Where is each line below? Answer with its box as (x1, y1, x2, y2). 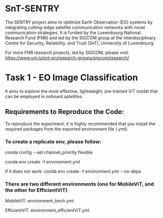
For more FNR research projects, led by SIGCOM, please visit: (5, 50, 130, 55)
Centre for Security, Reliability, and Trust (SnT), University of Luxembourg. (5, 40, 155, 46)
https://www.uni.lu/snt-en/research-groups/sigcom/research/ (5, 54, 129, 60)
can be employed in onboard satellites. (5, 93, 83, 99)
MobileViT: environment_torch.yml (5, 198, 74, 204)
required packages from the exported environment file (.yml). (5, 126, 129, 132)
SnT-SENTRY (5, 3, 60, 14)
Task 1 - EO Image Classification (5, 72, 138, 83)
